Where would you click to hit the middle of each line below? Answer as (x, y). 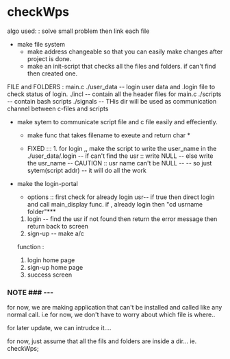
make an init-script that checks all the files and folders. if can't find (122, 66)
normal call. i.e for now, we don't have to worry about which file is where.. (111, 315)
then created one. (52, 73)
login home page (51, 260)
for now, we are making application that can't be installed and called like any (115, 308)
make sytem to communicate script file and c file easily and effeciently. (117, 121)
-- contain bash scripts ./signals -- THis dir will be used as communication (112, 101)
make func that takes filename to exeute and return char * (108, 135)
